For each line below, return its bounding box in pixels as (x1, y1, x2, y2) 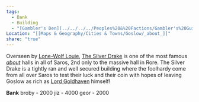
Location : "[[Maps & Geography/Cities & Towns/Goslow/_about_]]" (6, 31, 171, 37)
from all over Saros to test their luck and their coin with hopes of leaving (6, 72, 182, 78)
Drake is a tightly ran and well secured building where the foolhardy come (6, 65, 187, 72)
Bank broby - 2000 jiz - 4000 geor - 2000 (6, 90, 110, 96)
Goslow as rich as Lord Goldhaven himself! (6, 78, 111, 85)
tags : (6, 8, 20, 15)
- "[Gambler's (11, 25, 46, 31)
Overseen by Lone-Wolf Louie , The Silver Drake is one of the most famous (6, 53, 188, 59)
